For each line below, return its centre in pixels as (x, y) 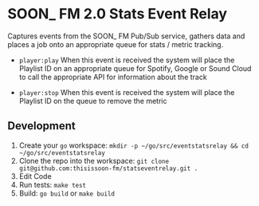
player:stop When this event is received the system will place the (127, 92)
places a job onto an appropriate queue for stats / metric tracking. (116, 44)
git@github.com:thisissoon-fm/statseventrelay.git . (108, 168)
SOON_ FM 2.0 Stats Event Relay (118, 14)
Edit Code (35, 176)
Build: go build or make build (67, 193)
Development (42, 126)
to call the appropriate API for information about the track (113, 77)
